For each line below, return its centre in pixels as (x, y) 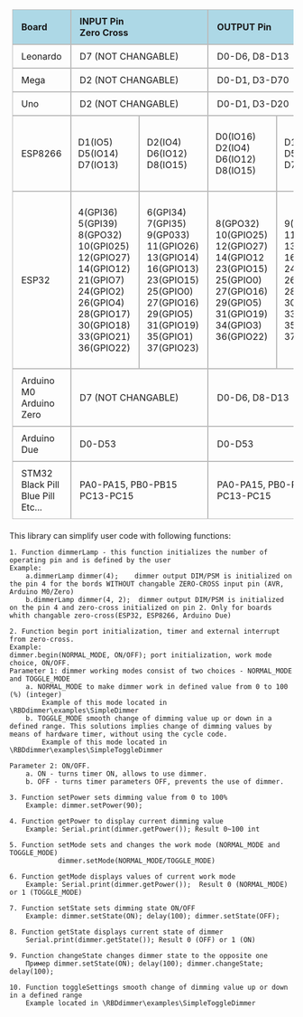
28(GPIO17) (104, 314)
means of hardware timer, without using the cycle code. (119, 734)
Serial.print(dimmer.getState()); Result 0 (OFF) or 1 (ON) (141, 940)
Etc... (32, 507)
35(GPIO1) (170, 337)
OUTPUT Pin (244, 27)
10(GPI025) (104, 246)
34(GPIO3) (239, 325)
